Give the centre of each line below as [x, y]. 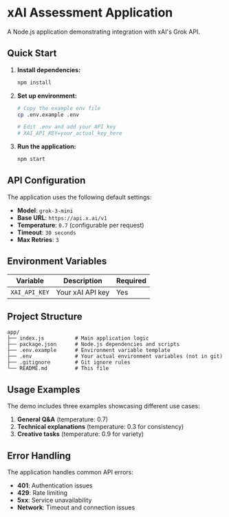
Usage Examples [44, 389]
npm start [31, 159]
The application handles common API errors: [70, 472]
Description [83, 280]
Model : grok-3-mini [45, 210]
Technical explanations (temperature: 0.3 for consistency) [100, 427]
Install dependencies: [49, 69]
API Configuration [46, 180]
